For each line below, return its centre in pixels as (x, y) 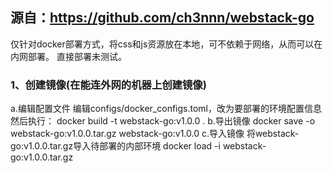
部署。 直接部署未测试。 (77, 56)
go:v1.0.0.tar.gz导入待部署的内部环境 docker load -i (115, 146)
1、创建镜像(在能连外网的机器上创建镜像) (108, 85)
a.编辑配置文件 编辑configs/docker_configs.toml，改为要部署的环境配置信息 (166, 109)
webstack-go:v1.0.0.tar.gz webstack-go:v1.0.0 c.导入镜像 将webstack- (155, 134)
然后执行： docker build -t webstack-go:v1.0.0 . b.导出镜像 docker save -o (163, 121)
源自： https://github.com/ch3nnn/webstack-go (162, 18)
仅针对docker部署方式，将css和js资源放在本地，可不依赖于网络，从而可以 (162, 44)
